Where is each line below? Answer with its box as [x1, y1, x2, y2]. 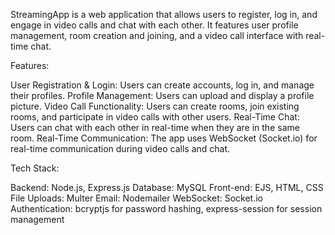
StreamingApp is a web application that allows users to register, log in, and [10, 9, 318, 20]
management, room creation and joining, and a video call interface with [10, 30, 304, 41]
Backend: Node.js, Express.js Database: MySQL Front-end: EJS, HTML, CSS [10, 182, 324, 193]
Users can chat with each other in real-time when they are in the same [10, 122, 300, 133]
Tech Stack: [10, 162, 60, 174]
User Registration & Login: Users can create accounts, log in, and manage [10, 79, 315, 91]
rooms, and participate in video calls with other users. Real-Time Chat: [10, 111, 300, 123]
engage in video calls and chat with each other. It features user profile [10, 19, 299, 31]
